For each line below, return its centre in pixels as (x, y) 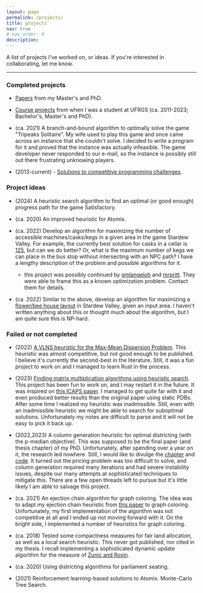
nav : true (19, 29)
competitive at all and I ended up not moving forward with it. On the (99, 517)
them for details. (44, 287)
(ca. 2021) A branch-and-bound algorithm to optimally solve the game (102, 128)
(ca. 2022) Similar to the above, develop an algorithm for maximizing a (102, 299)
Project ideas (26, 188)
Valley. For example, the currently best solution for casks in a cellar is (101, 243)
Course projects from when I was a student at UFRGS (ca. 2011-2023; (101, 110)
